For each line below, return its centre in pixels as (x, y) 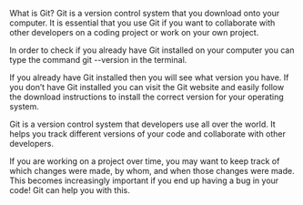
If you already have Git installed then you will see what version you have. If (149, 77)
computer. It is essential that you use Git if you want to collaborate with (142, 23)
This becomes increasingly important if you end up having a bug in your (144, 180)
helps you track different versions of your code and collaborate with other (148, 134)
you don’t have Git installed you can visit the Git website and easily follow (147, 87)
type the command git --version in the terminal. (98, 60)
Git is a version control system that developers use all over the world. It (142, 124)
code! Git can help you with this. (70, 190)
